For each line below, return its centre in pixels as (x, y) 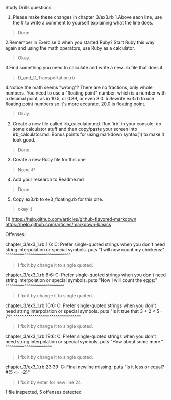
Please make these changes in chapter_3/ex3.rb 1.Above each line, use (87, 17)
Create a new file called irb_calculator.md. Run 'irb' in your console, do (87, 124)
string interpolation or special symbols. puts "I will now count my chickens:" (85, 250)
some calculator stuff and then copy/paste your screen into (75, 129)
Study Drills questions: (29, 7)
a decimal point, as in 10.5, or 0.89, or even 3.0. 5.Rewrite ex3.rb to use (80, 98)
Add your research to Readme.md (48, 179)
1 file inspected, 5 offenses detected (43, 392)
